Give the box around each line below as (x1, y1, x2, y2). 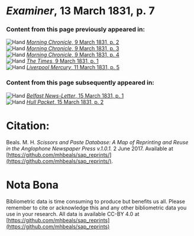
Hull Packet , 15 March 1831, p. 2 (26, 98, 104, 105)
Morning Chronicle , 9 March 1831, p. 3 (26, 45, 119, 52)
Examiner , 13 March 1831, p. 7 (6, 4, 155, 18)
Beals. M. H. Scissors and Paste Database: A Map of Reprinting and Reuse (6, 138, 189, 146)
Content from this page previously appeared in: (6, 25, 145, 34)
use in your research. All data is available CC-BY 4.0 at (6, 210, 140, 217)
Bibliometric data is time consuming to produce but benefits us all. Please (6, 198, 185, 205)
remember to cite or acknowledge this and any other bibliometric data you (6, 204, 187, 211)
